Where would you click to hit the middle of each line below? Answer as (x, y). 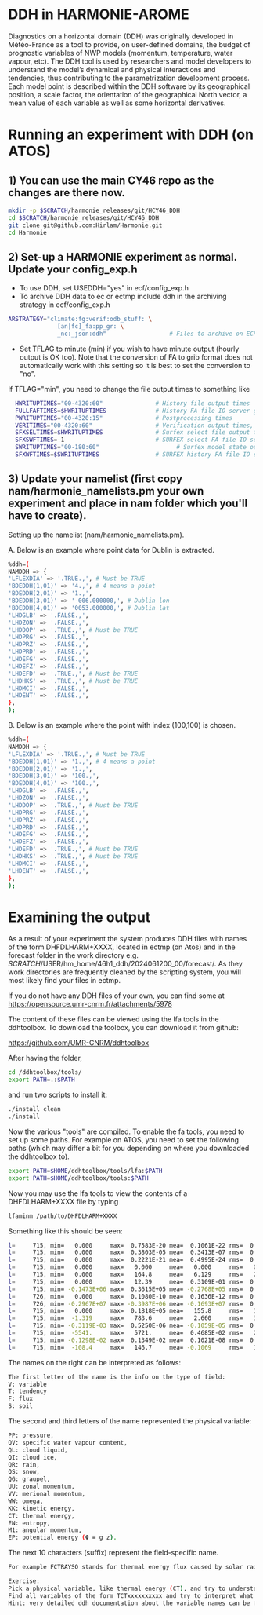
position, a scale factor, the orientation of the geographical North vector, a (128, 94)
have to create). (47, 516)
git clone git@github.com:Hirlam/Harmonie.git (85, 225)
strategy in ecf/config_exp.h (65, 305)
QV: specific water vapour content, (68, 1442)
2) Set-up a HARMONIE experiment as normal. (122, 257)
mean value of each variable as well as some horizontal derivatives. (117, 103)
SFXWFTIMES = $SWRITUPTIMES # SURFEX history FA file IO (133, 455)
